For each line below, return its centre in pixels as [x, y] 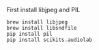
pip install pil [29, 34]
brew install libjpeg [37, 22]
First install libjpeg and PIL [43, 10]
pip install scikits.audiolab [49, 40]
